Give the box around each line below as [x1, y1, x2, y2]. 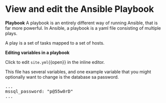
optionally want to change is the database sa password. [5, 74, 119, 80]
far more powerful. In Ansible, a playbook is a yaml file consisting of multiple [5, 25, 161, 31]
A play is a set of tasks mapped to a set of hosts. [5, 40, 105, 46]
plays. [5, 30, 17, 36]
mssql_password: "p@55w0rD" [5, 88, 73, 94]
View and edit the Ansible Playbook [5, 3, 154, 15]
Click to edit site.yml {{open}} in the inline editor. [5, 59, 105, 65]
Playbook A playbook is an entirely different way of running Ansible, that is [5, 20, 158, 26]
